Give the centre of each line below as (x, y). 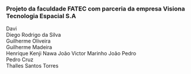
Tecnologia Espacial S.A (41, 16)
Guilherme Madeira (29, 47)
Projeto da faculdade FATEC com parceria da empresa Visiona (95, 9)
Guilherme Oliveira (28, 41)
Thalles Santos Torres (32, 66)
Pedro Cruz (20, 59)
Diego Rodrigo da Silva (34, 35)
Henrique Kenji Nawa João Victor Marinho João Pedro (71, 54)
